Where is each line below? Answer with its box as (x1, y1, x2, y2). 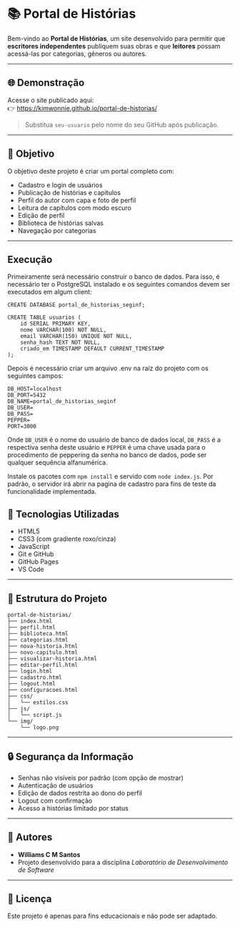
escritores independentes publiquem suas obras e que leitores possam (7, 41, 221, 50)
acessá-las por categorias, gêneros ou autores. (7, 49, 147, 58)
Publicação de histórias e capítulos (17, 188, 121, 197)
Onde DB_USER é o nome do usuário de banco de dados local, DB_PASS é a (7, 435, 221, 444)
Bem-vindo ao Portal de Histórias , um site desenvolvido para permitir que (7, 34, 226, 43)
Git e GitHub (17, 550, 54, 558)
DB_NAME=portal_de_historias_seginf (7, 398, 116, 405)
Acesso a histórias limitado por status (17, 803, 129, 812)
